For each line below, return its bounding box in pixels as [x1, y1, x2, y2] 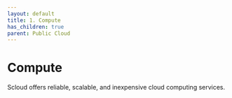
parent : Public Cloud [7, 29, 71, 37]
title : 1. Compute [7, 17, 61, 24]
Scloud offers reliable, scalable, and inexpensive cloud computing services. [7, 83, 226, 92]
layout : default [7, 10, 55, 17]
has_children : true [7, 23, 64, 30]
